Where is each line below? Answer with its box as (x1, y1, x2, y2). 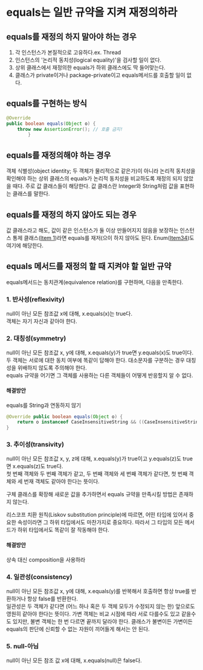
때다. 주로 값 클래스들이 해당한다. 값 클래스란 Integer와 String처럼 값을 (12, 182, 179, 190)
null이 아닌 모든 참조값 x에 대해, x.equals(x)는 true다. (6, 310, 133, 317)
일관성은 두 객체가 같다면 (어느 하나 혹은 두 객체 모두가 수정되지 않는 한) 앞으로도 (6, 602, 195, 609)
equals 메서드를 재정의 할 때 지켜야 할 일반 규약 (6, 261, 172, 271)
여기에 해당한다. (6, 242, 44, 249)
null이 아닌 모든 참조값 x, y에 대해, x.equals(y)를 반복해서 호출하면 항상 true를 (6, 587, 190, 594)
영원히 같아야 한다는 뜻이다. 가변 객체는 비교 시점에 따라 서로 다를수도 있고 (6, 610, 180, 617)
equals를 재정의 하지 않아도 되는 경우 (6, 210, 137, 220)
